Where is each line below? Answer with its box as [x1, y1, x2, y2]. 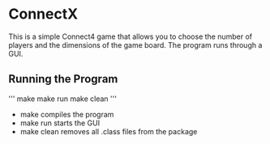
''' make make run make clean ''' [8, 94, 118, 104]
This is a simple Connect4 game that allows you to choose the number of [8, 32, 253, 41]
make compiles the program [19, 109, 114, 119]
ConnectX [8, 5, 79, 23]
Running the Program [8, 72, 118, 86]
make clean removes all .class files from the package [19, 126, 198, 136]
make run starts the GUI [19, 118, 100, 128]
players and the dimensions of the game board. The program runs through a [8, 40, 263, 49]
